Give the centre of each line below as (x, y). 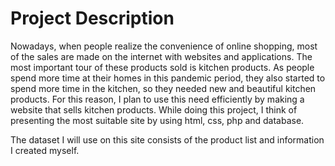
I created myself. (45, 150)
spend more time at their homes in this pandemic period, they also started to (168, 78)
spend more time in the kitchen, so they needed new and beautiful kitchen (163, 88)
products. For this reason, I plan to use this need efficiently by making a (157, 99)
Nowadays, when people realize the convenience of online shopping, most (164, 46)
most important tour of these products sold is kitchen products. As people (162, 67)
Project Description (92, 18)
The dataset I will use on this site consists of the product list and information (167, 139)
